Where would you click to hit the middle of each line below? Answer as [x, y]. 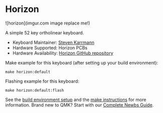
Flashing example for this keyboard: [42, 81]
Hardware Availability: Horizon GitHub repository [63, 53]
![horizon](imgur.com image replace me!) [48, 23]
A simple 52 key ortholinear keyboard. [45, 32]
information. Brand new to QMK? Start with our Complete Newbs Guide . [79, 105]
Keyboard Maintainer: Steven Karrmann [53, 42]
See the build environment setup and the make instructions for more [76, 99]
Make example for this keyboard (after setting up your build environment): [82, 62]
